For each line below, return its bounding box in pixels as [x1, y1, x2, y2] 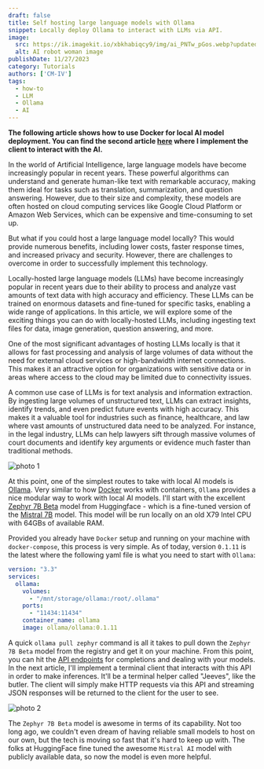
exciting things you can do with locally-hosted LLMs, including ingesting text [8, 316, 256, 324]
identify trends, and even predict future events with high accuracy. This [8, 405, 240, 413]
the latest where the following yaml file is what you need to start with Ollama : [8, 551, 256, 559]
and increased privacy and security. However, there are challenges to [8, 251, 233, 259]
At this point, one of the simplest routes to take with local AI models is [8, 477, 234, 485]
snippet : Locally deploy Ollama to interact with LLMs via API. [8, 26, 223, 34]
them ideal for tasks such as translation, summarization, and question [8, 185, 233, 194]
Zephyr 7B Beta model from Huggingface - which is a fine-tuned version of [8, 502, 251, 511]
